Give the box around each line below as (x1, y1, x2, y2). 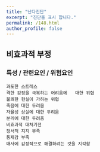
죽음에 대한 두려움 (6, 102, 45, 108)
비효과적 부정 (6, 49, 52, 59)
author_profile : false (6, 25, 62, 32)
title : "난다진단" (6, 8, 47, 15)
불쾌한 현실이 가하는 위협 (6, 96, 60, 102)
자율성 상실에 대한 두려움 (6, 109, 60, 115)
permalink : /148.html (6, 20, 60, 26)
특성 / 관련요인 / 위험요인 (6, 68, 73, 77)
